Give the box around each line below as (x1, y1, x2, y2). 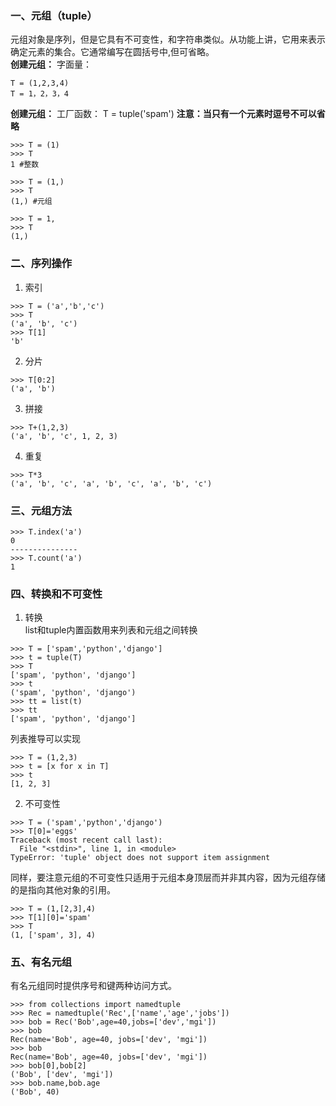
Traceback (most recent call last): (10, 835, 163, 846)
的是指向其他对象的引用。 (10, 884, 116, 896)
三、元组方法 (10, 503, 73, 517)
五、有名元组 (10, 955, 73, 969)
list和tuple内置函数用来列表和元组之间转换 (24, 624, 198, 636)
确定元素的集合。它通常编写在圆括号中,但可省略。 (10, 46, 215, 58)
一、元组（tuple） (10, 8, 98, 22)
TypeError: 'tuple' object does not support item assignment (10, 853, 271, 863)
